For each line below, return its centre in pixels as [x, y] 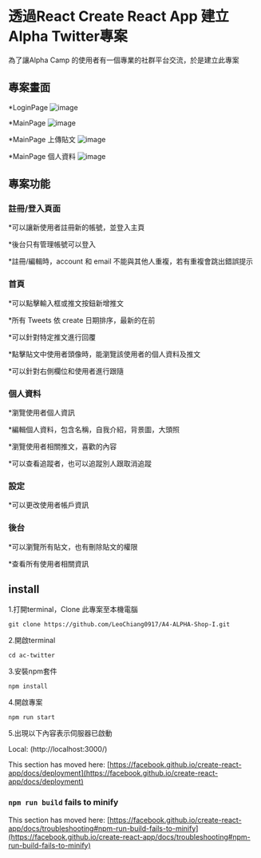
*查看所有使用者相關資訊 [49, 563]
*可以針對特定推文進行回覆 [52, 337]
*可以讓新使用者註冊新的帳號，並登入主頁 [77, 228]
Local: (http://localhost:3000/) [58, 749]
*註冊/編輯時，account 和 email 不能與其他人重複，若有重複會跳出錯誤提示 [131, 261]
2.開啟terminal [32, 641]
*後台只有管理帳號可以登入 [52, 244]
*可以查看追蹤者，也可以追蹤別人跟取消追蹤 [80, 463]
